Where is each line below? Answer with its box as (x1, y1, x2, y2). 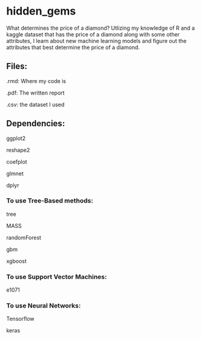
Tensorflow (6, 315, 35, 323)
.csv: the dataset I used (6, 101, 65, 108)
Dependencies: (6, 118, 65, 129)
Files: (6, 61, 27, 72)
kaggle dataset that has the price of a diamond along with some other (6, 30, 180, 38)
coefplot (6, 158, 27, 165)
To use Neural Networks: (6, 301, 81, 310)
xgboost (6, 257, 27, 264)
